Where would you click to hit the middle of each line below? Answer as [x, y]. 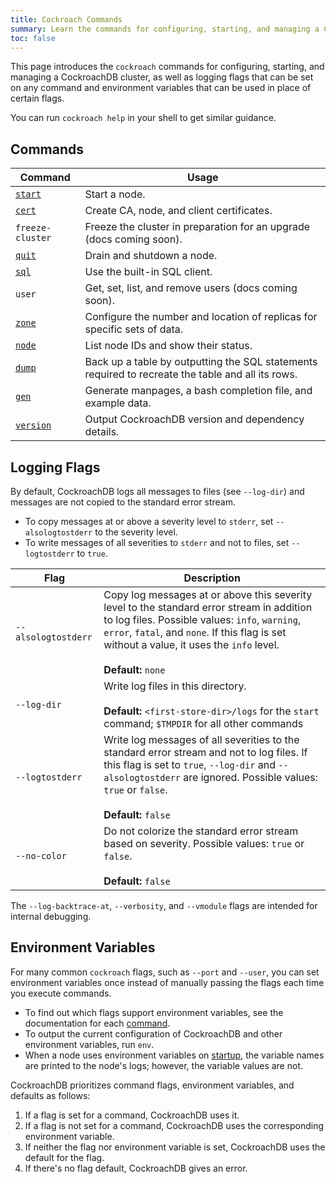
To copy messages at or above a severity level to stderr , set [149, 521]
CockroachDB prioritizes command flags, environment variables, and [152, 1085]
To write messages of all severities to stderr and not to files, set [157, 542]
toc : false [33, 38]
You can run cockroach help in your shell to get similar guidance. [143, 118]
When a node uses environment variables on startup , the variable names [174, 1055]
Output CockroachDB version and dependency [194, 419]
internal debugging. [51, 916]
